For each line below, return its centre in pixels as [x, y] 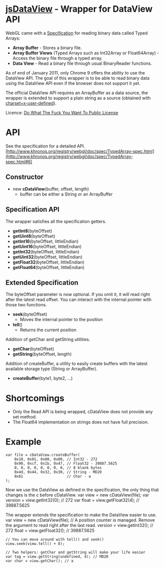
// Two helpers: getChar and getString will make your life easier [76, 552]
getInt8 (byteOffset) [32, 231]
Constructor [24, 177]
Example [23, 442]
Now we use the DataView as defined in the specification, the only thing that [82, 490]
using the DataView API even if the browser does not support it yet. [73, 83]
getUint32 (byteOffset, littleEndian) [47, 257]
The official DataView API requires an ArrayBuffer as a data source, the [77, 93]
